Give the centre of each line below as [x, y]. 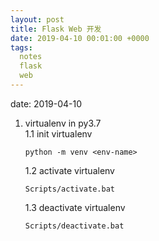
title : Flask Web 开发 [56, 29]
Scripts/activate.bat [69, 189]
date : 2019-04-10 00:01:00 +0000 [80, 38]
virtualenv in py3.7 [63, 123]
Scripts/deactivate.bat [74, 226]
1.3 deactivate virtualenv [75, 207]
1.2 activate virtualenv [69, 170]
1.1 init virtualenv [58, 133]
